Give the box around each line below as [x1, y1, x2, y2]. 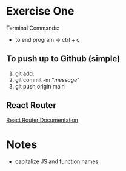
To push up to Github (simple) [6, 53, 121, 64]
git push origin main [15, 82, 65, 90]
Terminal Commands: [6, 24, 59, 32]
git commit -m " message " [15, 76, 80, 83]
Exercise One [6, 4, 75, 18]
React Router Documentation [6, 116, 79, 124]
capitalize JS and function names [15, 158, 99, 165]
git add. [15, 70, 35, 77]
